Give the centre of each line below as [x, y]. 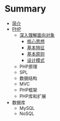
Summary [25, 9]
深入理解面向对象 [37, 35]
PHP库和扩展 [32, 96]
